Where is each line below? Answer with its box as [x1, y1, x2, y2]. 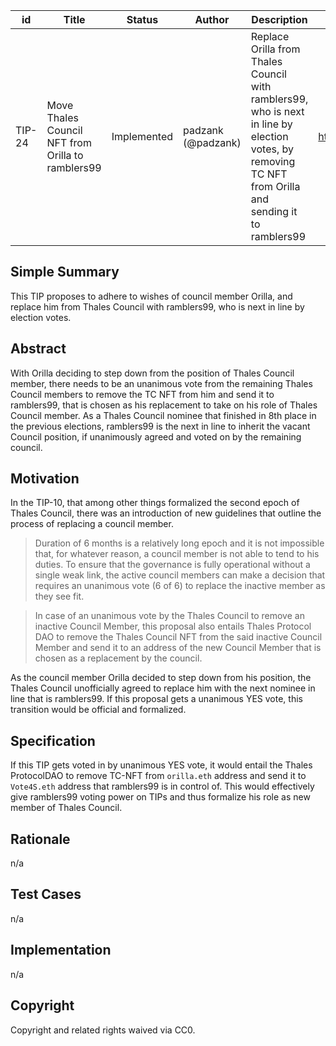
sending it [250, 205, 298, 218]
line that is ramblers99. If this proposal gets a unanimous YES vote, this [10, 693, 303, 705]
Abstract [10, 340, 67, 358]
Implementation [10, 942, 112, 959]
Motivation [10, 470, 80, 488]
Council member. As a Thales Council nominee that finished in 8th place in [10, 409, 317, 421]
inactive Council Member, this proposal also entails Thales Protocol [34, 620, 312, 633]
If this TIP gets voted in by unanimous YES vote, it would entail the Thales [10, 759, 313, 771]
